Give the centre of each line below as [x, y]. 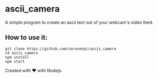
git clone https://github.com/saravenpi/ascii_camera [61, 49]
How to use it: [26, 38]
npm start [15, 62]
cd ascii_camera [21, 53]
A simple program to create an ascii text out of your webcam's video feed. [79, 22]
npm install [17, 57]
